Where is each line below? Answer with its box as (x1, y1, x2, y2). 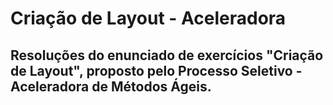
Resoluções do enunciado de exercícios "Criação (10, 47, 324, 64)
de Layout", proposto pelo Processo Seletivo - (10, 62, 303, 79)
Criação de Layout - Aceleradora (10, 7, 287, 30)
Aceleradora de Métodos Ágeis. (10, 78, 212, 95)
